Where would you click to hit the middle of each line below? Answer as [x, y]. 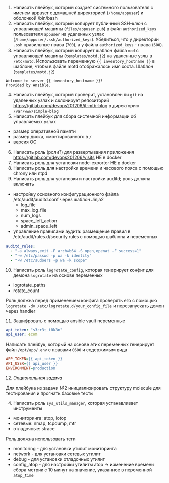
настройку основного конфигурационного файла [66, 194]
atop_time [23, 475]
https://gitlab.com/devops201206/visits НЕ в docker [67, 157]
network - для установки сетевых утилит [57, 454]
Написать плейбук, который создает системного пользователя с [83, 7]
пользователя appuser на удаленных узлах [59, 34]
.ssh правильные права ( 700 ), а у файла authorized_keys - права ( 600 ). [88, 45]
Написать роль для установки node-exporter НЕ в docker [74, 163]
